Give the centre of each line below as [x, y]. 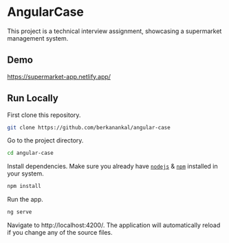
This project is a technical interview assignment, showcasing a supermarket [115, 31]
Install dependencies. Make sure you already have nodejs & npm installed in [112, 167]
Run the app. [25, 200]
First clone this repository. [44, 115]
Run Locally [33, 98]
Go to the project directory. [45, 140]
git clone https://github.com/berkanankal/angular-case [89, 127]
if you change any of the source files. [60, 233]
